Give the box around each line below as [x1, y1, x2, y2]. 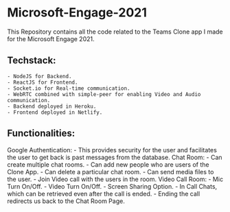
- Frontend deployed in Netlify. [7, 108, 103, 116]
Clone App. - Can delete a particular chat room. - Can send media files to [7, 167, 214, 176]
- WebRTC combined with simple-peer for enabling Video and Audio [7, 91, 201, 97]
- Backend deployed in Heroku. [7, 103, 97, 110]
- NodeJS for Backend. [7, 73, 72, 80]
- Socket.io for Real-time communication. [7, 84, 130, 92]
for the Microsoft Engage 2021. [7, 34, 95, 43]
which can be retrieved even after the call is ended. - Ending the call [7, 189, 200, 198]
